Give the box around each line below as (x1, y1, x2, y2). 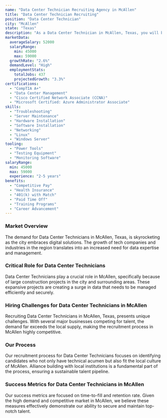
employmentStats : (9, 68, 46, 73)
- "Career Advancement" (9, 206, 59, 211)
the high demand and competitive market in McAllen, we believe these (5, 398, 149, 404)
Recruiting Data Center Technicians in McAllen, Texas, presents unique (5, 313, 151, 319)
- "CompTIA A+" (9, 86, 41, 91)
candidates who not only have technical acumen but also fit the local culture (5, 358, 162, 364)
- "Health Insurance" (9, 188, 55, 193)
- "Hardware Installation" (9, 118, 66, 123)
